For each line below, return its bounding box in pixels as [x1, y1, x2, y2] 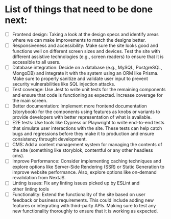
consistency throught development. [12, 136, 87, 142]
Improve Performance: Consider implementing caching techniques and [12, 158, 161, 164]
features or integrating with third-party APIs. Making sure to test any [12, 202, 156, 208]
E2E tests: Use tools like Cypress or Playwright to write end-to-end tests [12, 120, 164, 126]
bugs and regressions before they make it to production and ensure [12, 131, 154, 137]
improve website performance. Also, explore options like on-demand [12, 169, 157, 175]
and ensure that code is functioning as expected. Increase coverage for [12, 92, 163, 98]
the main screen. [12, 98, 48, 104]
